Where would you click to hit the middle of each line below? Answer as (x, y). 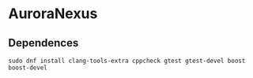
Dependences (43, 43)
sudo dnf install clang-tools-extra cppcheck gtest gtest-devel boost (127, 61)
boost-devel (28, 68)
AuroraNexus (53, 14)
